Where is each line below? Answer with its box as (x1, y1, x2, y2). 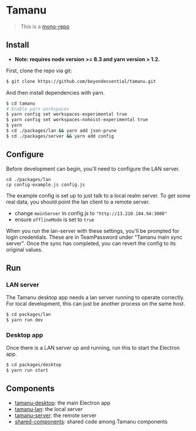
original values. (6, 246, 43, 253)
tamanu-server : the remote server (14, 412, 97, 419)
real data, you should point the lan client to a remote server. (6, 198, 150, 205)
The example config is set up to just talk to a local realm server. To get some (6, 192, 191, 199)
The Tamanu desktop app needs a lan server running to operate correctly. (6, 294, 185, 301)
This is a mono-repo (20, 23, 70, 30)
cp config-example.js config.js (6, 182, 85, 188)
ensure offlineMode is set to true (14, 216, 94, 223)
